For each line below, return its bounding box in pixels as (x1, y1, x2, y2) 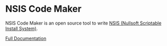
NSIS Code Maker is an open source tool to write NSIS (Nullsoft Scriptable (5, 20, 162, 26)
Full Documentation (5, 35, 47, 41)
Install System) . (5, 25, 38, 31)
